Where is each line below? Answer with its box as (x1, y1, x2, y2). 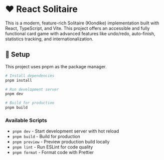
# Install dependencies (5, 73, 55, 78)
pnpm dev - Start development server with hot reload (12, 128, 120, 134)
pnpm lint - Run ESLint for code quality (12, 144, 93, 150)
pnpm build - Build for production (12, 134, 81, 140)
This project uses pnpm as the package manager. (5, 63, 107, 69)
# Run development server (5, 87, 59, 92)
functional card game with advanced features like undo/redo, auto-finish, (5, 30, 156, 36)
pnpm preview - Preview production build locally (12, 139, 110, 145)
